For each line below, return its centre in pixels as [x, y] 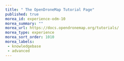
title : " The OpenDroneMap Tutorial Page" [50, 10]
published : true [22, 14]
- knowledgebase [24, 46]
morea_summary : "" [24, 23]
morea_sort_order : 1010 [30, 37]
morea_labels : [20, 42]
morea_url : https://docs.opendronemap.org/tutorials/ [62, 28]
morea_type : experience [30, 32]
